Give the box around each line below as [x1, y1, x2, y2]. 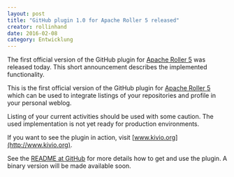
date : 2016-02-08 [7, 29, 58, 37]
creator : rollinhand [7, 23, 68, 30]
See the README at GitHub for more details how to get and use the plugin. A [7, 155, 228, 163]
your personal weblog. [7, 99, 72, 107]
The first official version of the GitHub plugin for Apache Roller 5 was [7, 55, 206, 64]
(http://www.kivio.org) [7, 141, 71, 149]
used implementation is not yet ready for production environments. [7, 120, 200, 128]
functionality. [7, 71, 45, 79]
